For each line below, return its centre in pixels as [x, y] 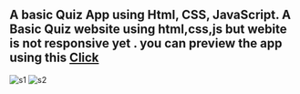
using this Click [54, 58]
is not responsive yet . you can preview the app [146, 43]
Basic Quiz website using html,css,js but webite [148, 30]
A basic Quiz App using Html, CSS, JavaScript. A [150, 15]
